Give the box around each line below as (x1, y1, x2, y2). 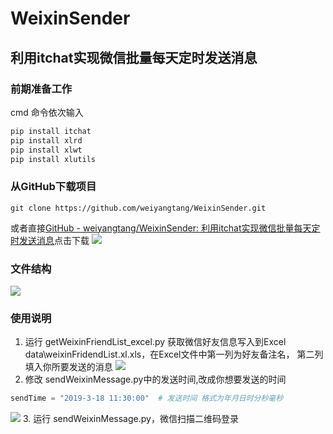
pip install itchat (10, 126, 92, 136)
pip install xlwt (10, 145, 83, 155)
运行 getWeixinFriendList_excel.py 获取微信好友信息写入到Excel (24, 336, 287, 348)
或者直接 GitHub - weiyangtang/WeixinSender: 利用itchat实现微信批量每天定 (10, 222, 321, 234)
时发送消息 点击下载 (10, 234, 90, 246)
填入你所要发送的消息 (24, 361, 113, 373)
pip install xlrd (10, 135, 83, 146)
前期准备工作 (10, 82, 73, 96)
